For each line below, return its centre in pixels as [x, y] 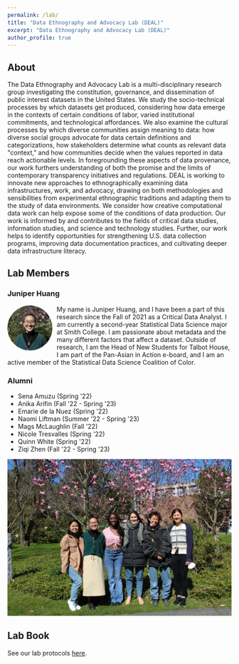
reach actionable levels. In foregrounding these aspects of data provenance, [119, 160]
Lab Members [38, 273]
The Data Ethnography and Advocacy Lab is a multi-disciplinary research [115, 85]
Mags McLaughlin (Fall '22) [58, 427]
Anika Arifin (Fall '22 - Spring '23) [67, 404]
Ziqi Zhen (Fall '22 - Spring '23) [64, 450]
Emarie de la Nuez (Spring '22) [63, 411]
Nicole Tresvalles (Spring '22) [61, 434]
